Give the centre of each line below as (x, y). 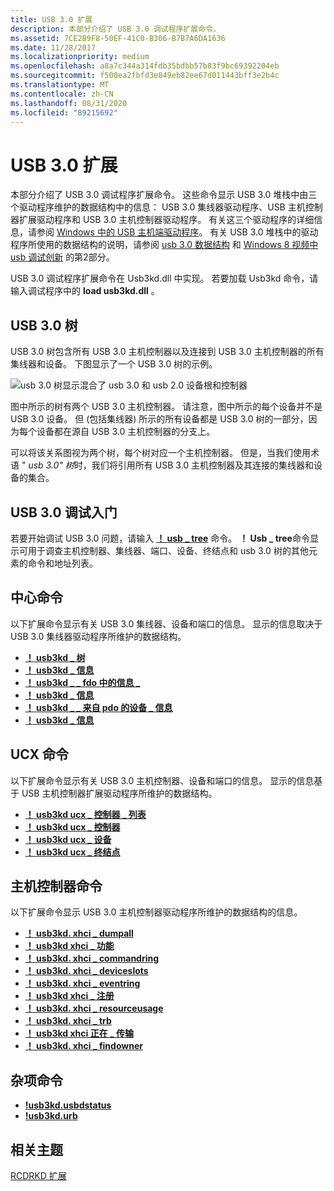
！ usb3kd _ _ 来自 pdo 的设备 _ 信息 (98, 707)
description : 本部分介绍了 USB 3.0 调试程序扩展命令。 (115, 29)
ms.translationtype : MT (60, 85)
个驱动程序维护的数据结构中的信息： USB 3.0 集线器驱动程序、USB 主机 (158, 207)
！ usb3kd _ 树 (55, 657)
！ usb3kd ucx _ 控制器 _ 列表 (85, 814)
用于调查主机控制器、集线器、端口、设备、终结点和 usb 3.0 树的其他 (168, 550)
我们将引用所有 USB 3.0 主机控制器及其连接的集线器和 (203, 465)
